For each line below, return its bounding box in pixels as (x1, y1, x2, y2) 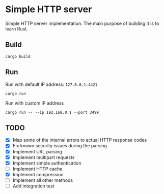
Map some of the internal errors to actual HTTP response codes (12, 137, 147, 143)
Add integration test (12, 183, 54, 189)
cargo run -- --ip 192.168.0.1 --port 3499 (5, 110, 99, 115)
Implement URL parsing (12, 148, 62, 154)
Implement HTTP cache (12, 166, 63, 172)
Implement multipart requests (12, 154, 75, 160)
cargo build (5, 54, 31, 59)
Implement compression (12, 171, 64, 177)
